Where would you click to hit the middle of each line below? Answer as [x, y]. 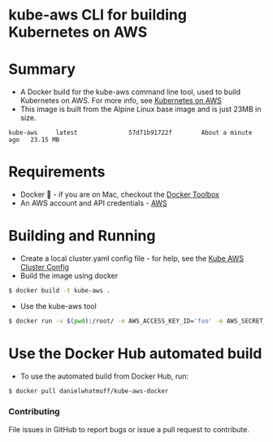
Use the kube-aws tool [58, 305]
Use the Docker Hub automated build [135, 353]
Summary [42, 69]
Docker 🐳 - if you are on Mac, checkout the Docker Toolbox [119, 195]
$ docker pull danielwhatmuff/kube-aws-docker [89, 391]
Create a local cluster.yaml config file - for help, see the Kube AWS [132, 258]
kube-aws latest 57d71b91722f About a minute [130, 133]
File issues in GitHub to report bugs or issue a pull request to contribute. [129, 429]
